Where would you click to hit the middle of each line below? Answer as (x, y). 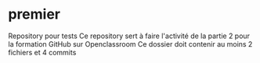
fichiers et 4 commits (42, 52)
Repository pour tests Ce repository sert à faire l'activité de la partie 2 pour (129, 36)
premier (34, 14)
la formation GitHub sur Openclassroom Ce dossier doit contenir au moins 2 (130, 44)
